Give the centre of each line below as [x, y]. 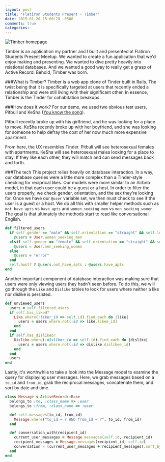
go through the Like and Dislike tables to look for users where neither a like [82, 289]
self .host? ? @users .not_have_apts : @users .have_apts [67, 265]
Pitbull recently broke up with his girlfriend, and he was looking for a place [80, 122]
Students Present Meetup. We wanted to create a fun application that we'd [81, 57]
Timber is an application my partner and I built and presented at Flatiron [78, 52]
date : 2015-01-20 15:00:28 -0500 [39, 19]
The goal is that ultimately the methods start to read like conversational [77, 214]
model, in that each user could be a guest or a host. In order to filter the [77, 188]
